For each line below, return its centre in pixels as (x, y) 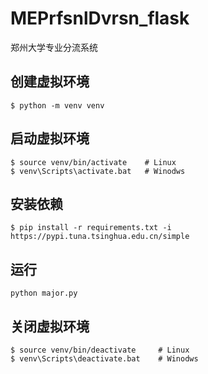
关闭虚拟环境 (50, 326)
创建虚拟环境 (50, 82)
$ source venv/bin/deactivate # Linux (100, 350)
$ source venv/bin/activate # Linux (93, 162)
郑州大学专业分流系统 (54, 47)
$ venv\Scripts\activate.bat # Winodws (98, 171)
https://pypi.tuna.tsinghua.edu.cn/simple (100, 237)
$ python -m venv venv (57, 105)
